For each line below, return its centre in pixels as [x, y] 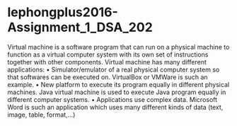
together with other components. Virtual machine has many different [107, 62]
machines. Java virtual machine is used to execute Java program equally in [117, 92]
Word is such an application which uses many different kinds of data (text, [115, 107]
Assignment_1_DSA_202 [80, 27]
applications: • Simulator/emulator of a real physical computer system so [114, 69]
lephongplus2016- [63, 12]
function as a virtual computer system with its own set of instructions [108, 55]
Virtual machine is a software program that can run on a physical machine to [118, 47]
